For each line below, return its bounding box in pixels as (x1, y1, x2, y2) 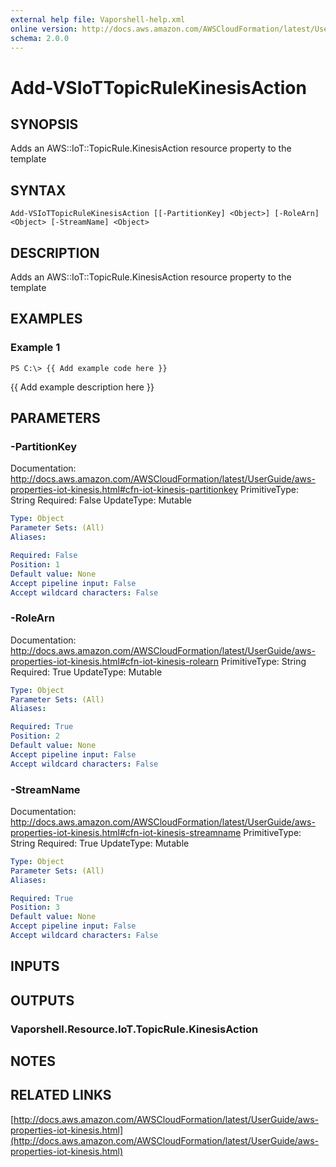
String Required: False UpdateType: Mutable (10, 494, 193, 506)
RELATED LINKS (10, 1087, 112, 1104)
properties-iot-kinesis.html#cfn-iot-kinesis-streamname (10, 826, 242, 838)
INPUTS (10, 958, 60, 975)
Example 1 (10, 341, 61, 355)
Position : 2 (10, 731, 60, 741)
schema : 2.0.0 (10, 33, 70, 43)
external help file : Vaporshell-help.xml (10, 14, 186, 25)
